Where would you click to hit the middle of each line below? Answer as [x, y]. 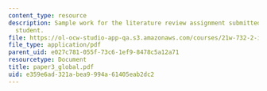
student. [30, 30]
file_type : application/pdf [55, 45]
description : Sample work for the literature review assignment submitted [135, 23]
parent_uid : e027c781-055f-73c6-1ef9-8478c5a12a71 [94, 52]
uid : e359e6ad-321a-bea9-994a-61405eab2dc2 [81, 74]
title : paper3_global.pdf [51, 67]
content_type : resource [48, 15]
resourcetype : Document [48, 60]
